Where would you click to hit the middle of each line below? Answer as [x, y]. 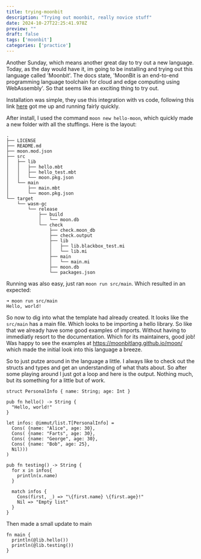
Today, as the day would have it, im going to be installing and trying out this [100, 69]
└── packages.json [72, 272]
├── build [51, 214]
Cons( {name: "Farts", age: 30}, [54, 433]
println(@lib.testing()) [43, 545]
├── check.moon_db [72, 230]
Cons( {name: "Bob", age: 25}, [51, 444]
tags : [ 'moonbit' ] [29, 40]
